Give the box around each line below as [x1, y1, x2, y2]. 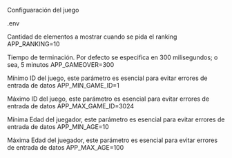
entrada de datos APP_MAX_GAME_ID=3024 [7, 102, 135, 110]
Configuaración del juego [7, 6, 79, 14]
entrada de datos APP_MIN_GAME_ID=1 [7, 81, 119, 89]
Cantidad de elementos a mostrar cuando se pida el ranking [7, 32, 177, 41]
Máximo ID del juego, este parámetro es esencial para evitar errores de [7, 95, 209, 103]
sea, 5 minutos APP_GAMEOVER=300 [7, 61, 115, 68]
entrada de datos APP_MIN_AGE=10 [7, 123, 109, 130]
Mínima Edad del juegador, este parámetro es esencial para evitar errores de [7, 115, 225, 124]
